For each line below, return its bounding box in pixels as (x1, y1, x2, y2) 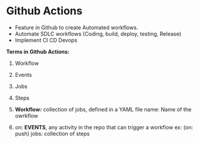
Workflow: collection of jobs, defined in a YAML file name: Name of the (14, 105, 192, 113)
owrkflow (14, 112, 38, 119)
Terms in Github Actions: (6, 48, 70, 55)
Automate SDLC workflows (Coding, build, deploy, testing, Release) (14, 30, 182, 37)
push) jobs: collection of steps (14, 130, 90, 137)
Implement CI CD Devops (14, 36, 78, 43)
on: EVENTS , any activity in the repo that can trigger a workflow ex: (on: (14, 123, 194, 130)
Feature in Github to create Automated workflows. (14, 24, 138, 31)
